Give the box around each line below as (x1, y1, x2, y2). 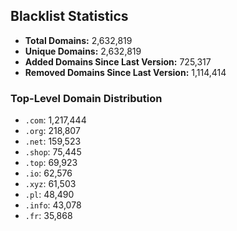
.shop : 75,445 (24, 146, 82, 158)
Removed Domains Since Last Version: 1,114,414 (24, 66, 227, 78)
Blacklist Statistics (10, 8, 129, 25)
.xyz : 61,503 (24, 178, 77, 190)
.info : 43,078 (24, 199, 82, 211)
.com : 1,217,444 (24, 114, 87, 126)
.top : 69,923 (24, 157, 78, 169)
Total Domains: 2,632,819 (24, 34, 133, 46)
